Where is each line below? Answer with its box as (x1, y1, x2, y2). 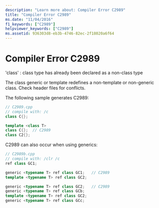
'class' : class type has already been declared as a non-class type (5, 70, 143, 76)
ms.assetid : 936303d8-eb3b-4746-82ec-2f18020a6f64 (5, 31, 114, 36)
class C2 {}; (5, 132, 30, 137)
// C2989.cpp (5, 105, 33, 110)
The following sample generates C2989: (5, 94, 89, 100)
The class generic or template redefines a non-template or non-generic (5, 79, 154, 85)
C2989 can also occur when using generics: (5, 142, 98, 148)
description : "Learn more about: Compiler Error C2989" (5, 7, 126, 13)
